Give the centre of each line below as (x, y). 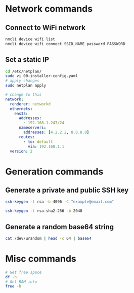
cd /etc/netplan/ (24, 71)
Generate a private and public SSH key (67, 190)
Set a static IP (27, 60)
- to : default (38, 142)
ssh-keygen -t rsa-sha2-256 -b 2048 (44, 211)
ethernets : (21, 109)
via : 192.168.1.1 (46, 146)
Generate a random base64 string (60, 227)
